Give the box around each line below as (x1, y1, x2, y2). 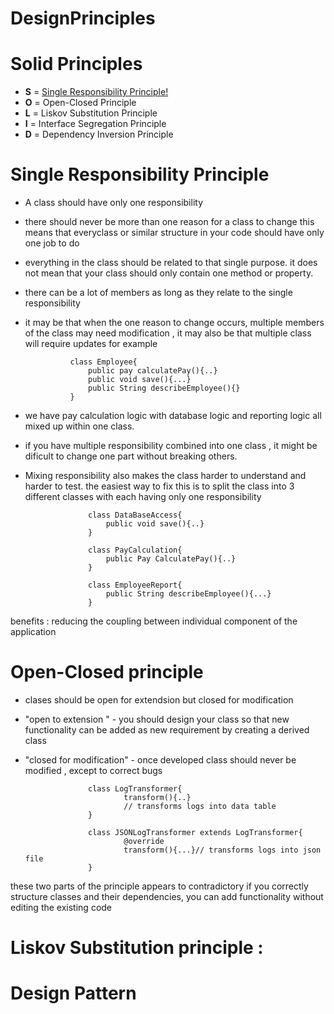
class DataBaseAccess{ (88, 510, 183, 521)
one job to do (24, 237, 80, 249)
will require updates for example (24, 338, 158, 350)
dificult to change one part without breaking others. (24, 450, 238, 462)
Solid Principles (10, 53, 143, 76)
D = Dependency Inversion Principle (24, 128, 174, 141)
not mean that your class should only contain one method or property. (24, 267, 314, 279)
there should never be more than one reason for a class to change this (24, 216, 315, 228)
